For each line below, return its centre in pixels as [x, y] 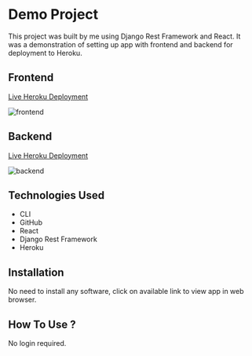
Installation [36, 272]
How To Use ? [42, 324]
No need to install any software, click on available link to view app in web [126, 292]
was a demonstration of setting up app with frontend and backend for [121, 44]
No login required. [37, 343]
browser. [22, 299]
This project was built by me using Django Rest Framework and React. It [124, 36]
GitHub [31, 222]
